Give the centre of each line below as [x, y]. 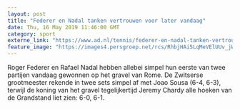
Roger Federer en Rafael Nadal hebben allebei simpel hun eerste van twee [117, 67]
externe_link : [29, 41]
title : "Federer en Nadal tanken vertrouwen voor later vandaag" [106, 21]
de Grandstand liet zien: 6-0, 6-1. [56, 98]
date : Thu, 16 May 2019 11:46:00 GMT [64, 27]
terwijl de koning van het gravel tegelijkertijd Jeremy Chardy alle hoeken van [120, 90]
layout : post [27, 14]
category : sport [31, 34]
